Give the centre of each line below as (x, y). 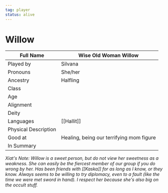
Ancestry (18, 80)
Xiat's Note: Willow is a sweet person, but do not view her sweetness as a (82, 158)
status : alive (20, 15)
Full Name (32, 55)
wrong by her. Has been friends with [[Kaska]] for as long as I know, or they (84, 169)
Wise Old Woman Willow (108, 55)
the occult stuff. (22, 185)
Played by (19, 64)
